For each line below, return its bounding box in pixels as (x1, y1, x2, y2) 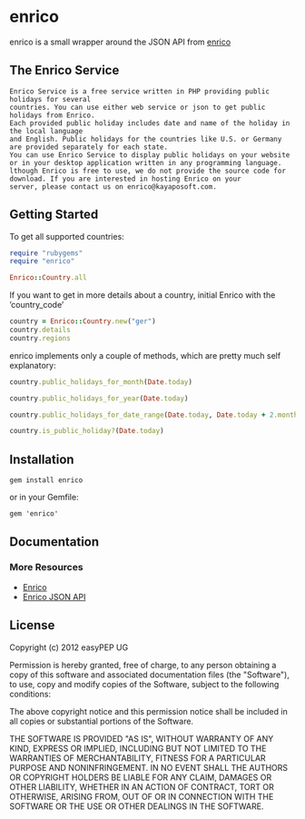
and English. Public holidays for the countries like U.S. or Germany (9, 134, 282, 143)
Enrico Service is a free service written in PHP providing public (9, 86, 271, 96)
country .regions (9, 333, 71, 342)
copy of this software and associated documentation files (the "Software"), (9, 669, 290, 680)
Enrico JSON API (22, 591, 86, 602)
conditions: (9, 688, 52, 699)
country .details (9, 325, 71, 335)
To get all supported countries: (9, 231, 124, 242)
